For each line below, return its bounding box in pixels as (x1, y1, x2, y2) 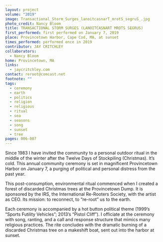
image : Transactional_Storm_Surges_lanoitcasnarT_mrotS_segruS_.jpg (5, 16, 150, 21)
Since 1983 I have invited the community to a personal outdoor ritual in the (5, 150, 158, 156)
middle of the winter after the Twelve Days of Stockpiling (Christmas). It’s (5, 155, 155, 161)
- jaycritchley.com (9, 67, 50, 72)
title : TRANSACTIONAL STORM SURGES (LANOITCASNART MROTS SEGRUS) (5, 26, 143, 31)
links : (5, 62, 19, 67)
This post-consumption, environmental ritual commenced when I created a (5, 181, 158, 186)
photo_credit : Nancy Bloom (5, 21, 61, 26)
